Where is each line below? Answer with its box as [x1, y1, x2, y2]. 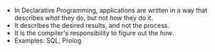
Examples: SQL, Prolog [14, 36, 82, 45]
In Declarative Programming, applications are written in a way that [14, 6, 208, 14]
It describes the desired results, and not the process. [14, 21, 169, 29]
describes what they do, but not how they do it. [14, 14, 153, 22]
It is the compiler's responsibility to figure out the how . [14, 28, 174, 37]
